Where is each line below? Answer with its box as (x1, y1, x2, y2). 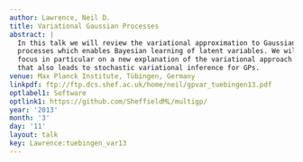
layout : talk (9, 130, 59, 139)
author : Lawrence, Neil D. (9, 13, 111, 22)
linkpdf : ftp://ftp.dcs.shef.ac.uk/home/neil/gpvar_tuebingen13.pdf (9, 80, 272, 89)
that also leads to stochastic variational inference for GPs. (17, 64, 260, 73)
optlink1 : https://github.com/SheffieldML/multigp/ (9, 96, 207, 106)
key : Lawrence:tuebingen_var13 (9, 139, 127, 148)
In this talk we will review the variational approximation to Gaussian (17, 38, 297, 48)
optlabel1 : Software (9, 88, 87, 97)
